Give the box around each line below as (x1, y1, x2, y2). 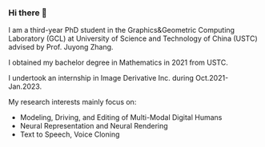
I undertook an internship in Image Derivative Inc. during (8, 73, 195, 83)
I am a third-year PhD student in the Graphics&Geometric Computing (8, 26, 235, 35)
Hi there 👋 (8, 7, 48, 18)
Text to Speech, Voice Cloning (19, 129, 120, 139)
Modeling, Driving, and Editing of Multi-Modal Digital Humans (19, 113, 223, 122)
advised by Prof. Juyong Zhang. (8, 42, 114, 52)
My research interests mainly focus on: (8, 97, 137, 107)
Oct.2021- (195, 73, 229, 83)
